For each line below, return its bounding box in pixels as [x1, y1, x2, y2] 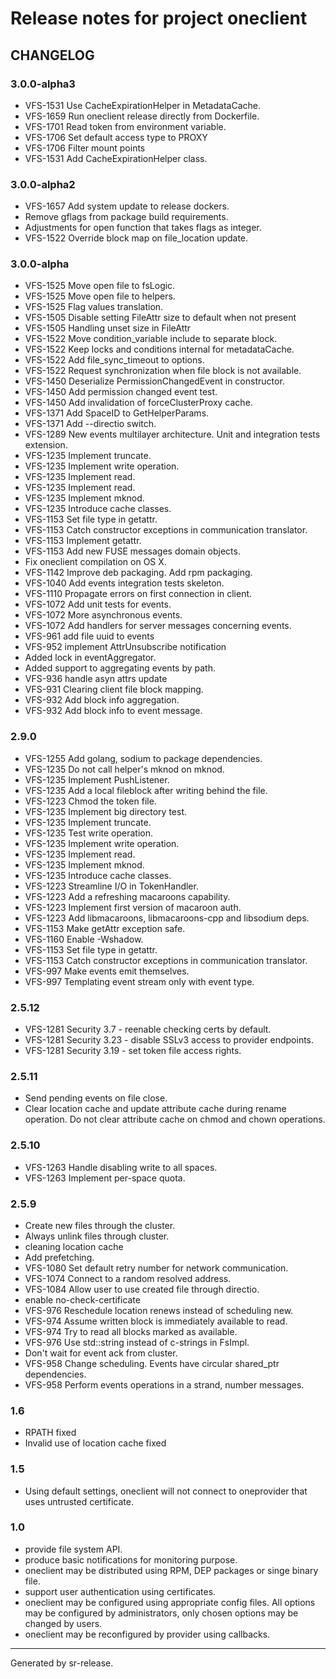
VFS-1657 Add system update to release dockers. [24, 200, 230, 212]
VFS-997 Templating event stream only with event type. [24, 975, 255, 987]
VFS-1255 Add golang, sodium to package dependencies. [24, 752, 263, 764]
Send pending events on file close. [24, 1092, 168, 1104]
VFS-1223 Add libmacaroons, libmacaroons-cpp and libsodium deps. [24, 912, 310, 924]
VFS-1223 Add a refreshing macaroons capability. [24, 890, 231, 902]
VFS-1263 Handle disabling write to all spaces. [24, 1161, 218, 1173]
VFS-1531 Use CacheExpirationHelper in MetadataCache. [24, 99, 261, 111]
